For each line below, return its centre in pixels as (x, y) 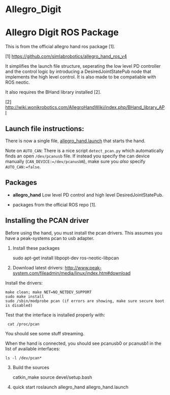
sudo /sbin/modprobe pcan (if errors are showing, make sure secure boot (85, 301)
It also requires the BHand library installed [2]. (53, 92)
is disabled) (19, 305)
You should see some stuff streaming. (45, 333)
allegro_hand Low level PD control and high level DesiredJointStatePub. (88, 195)
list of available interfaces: (33, 348)
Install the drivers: (24, 283)
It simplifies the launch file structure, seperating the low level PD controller (83, 66)
